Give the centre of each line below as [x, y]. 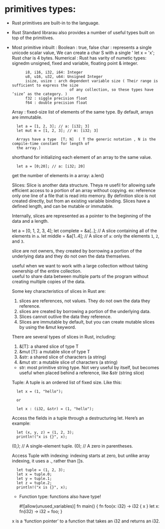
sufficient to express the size [45, 85]
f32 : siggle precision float [56, 98]
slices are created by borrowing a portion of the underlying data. [85, 311]
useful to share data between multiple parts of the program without [80, 276]
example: [21, 423]
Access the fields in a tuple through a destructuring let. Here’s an [78, 418]
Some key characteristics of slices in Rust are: [59, 291]
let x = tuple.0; [34, 474]
